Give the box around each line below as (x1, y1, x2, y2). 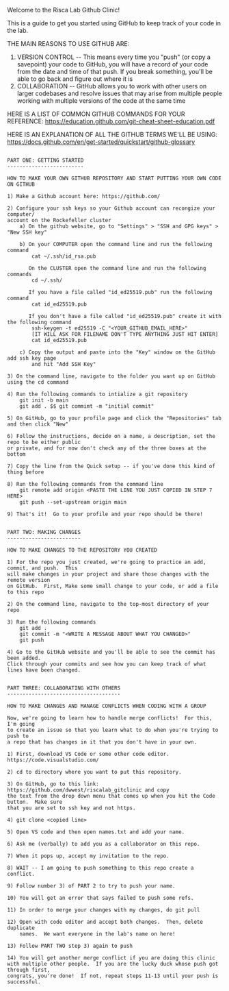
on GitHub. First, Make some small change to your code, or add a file (7, 583, 219, 589)
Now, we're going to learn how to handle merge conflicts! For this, (7, 715, 213, 722)
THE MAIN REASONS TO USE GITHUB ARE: (7, 40, 130, 47)
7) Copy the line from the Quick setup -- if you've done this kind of (7, 463, 215, 469)
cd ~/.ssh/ (31, 277, 63, 284)
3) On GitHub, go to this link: (7, 781, 99, 787)
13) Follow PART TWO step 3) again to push (7, 942, 133, 949)
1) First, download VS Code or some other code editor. (7, 750, 170, 757)
